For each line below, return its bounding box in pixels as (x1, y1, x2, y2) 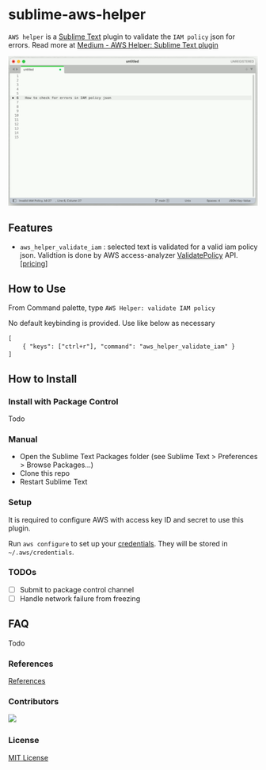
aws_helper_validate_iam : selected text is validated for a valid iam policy (19, 242, 258, 251)
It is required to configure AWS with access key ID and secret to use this (8, 515, 244, 524)
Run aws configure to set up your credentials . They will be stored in (8, 538, 228, 548)
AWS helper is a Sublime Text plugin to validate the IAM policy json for (8, 32, 236, 41)
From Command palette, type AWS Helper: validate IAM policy (8, 303, 215, 312)
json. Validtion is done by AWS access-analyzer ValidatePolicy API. (19, 251, 238, 260)
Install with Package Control (8, 396, 119, 407)
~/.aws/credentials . (8, 547, 74, 557)
